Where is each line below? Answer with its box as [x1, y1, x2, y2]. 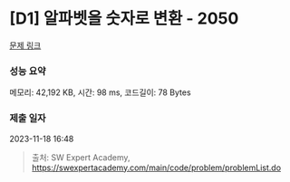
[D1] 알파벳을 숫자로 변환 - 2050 [9, 8, 239, 29]
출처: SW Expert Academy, [31, 151, 130, 163]
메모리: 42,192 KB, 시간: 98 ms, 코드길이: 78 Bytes [9, 87, 192, 98]
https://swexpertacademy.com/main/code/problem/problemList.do [31, 162, 282, 173]
